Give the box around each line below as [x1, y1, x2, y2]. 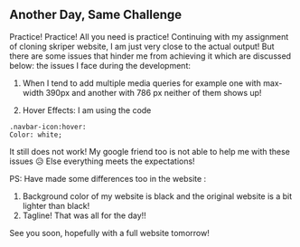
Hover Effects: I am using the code [22, 104, 152, 116]
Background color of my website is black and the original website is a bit [22, 190, 293, 202]
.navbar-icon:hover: [9, 122, 88, 131]
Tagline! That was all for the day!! [22, 210, 146, 221]
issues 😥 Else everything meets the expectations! [9, 156, 196, 166]
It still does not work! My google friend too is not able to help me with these [9, 146, 291, 157]
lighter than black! [22, 200, 90, 211]
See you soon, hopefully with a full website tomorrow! [9, 227, 210, 238]
